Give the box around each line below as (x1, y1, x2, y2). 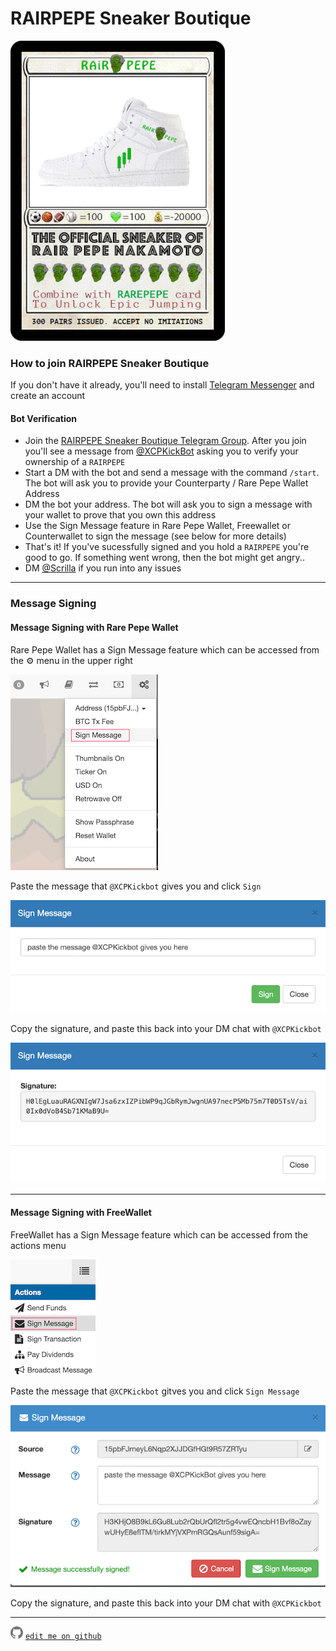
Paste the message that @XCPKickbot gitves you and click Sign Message (10, 1385, 300, 1397)
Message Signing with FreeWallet (10, 1207, 152, 1219)
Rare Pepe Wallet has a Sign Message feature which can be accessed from (10, 643, 320, 656)
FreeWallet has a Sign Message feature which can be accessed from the (10, 1228, 308, 1241)
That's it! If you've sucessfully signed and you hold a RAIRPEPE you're (24, 541, 310, 553)
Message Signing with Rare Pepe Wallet (10, 621, 179, 633)
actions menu (10, 1239, 67, 1251)
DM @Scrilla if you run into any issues (24, 562, 182, 574)
